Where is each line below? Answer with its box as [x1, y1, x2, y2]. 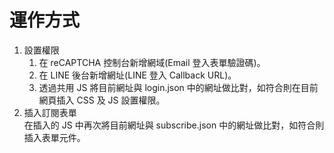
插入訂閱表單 [23, 106, 77, 118]
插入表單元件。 [23, 131, 86, 143]
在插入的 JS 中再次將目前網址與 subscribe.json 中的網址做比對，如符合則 [23, 119, 325, 131]
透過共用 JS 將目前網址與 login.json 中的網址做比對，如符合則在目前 [38, 81, 319, 93]
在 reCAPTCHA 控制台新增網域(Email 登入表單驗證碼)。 [38, 56, 266, 68]
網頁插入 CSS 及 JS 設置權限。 [38, 94, 166, 106]
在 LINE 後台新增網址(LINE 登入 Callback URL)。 [38, 69, 237, 81]
